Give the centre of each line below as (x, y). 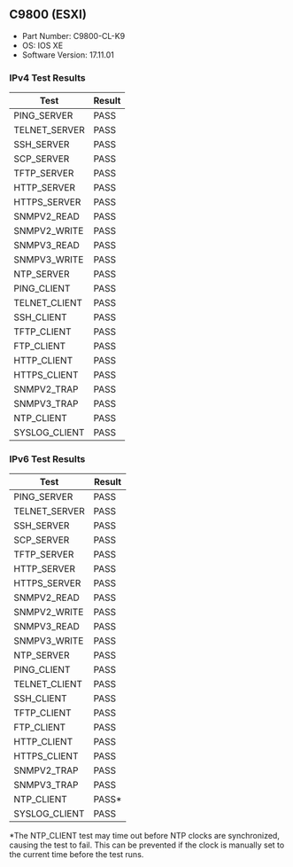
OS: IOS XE (42, 45)
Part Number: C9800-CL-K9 (73, 35)
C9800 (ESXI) (48, 15)
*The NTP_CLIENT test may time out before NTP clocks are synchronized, (145, 836)
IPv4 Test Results (47, 77)
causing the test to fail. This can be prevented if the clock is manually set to (147, 845)
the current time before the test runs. (77, 855)
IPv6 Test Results (47, 459)
